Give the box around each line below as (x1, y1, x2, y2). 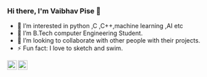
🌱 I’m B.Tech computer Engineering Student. (17, 29, 143, 37)
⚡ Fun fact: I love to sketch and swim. (17, 44, 123, 52)
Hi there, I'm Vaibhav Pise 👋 (7, 6, 101, 16)
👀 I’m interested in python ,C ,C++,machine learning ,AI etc (17, 22, 184, 30)
